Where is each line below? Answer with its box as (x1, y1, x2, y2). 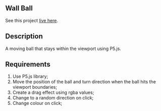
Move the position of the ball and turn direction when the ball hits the (12, 79, 156, 85)
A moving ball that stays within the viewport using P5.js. (5, 45, 121, 51)
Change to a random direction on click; (12, 95, 94, 101)
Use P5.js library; (12, 73, 48, 80)
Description (5, 32, 43, 41)
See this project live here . (5, 17, 59, 23)
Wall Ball (5, 4, 33, 13)
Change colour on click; (12, 100, 63, 106)
